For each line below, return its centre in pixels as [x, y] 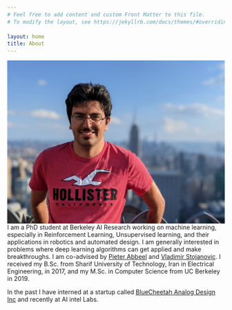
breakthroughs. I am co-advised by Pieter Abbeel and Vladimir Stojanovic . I [114, 257]
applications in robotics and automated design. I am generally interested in [113, 242]
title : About [26, 44]
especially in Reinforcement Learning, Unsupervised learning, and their [108, 235]
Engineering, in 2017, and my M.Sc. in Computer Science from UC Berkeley [114, 271]
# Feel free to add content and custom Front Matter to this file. [106, 14]
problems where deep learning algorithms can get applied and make [104, 249]
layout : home [26, 37]
